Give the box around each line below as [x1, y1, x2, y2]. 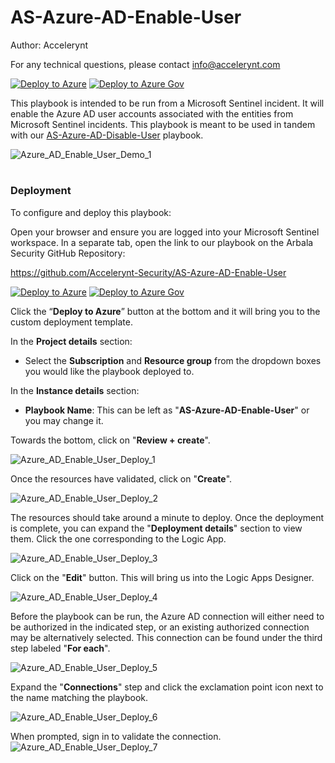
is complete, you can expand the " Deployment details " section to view [10, 522, 303, 534]
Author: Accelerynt [10, 39, 89, 51]
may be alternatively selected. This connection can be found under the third [10, 631, 323, 643]
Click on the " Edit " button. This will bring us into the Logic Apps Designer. [10, 571, 315, 583]
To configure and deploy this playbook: [10, 206, 172, 218]
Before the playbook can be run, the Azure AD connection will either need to [10, 610, 325, 622]
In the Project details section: [10, 335, 133, 347]
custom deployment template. [10, 316, 133, 328]
